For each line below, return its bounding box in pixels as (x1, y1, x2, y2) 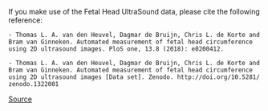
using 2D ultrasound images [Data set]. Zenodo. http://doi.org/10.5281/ (8, 73, 261, 81)
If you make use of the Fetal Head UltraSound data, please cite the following (8, 7, 261, 16)
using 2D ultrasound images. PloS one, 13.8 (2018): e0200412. (8, 45, 225, 53)
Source (8, 94, 32, 104)
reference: (8, 15, 43, 25)
